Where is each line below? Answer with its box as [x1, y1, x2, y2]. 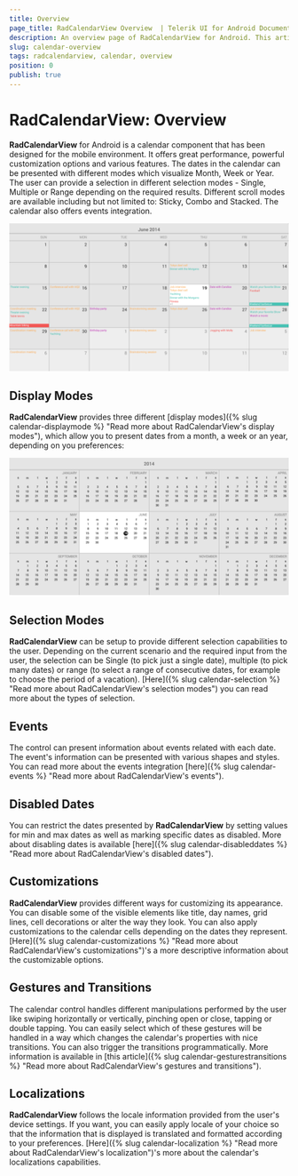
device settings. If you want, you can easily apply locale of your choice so [9, 1119, 279, 1130]
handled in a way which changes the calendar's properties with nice [9, 1032, 259, 1043]
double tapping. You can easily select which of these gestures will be [9, 1022, 263, 1033]
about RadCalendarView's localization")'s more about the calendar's [9, 1148, 259, 1158]
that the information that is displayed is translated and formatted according [9, 1129, 283, 1140]
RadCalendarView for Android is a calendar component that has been [9, 139, 266, 150]
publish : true [9, 71, 62, 80]
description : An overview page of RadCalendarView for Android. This [9, 33, 272, 42]
